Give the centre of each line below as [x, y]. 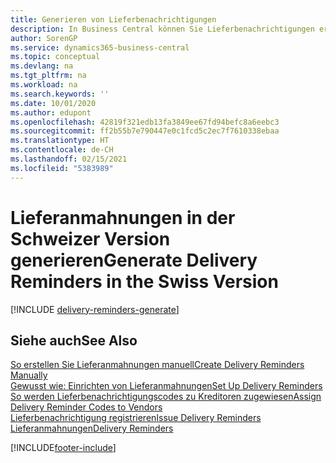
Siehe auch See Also [74, 340]
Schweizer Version [90, 238]
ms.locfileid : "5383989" [62, 168]
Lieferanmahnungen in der [123, 217]
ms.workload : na [44, 85]
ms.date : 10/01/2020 [53, 103]
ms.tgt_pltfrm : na [48, 76]
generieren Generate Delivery [134, 260]
